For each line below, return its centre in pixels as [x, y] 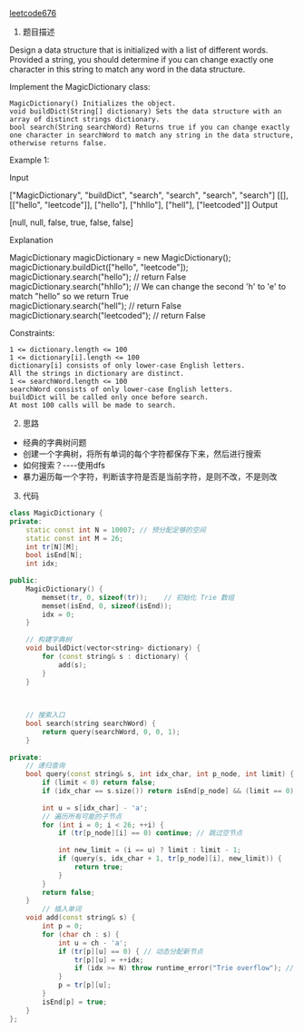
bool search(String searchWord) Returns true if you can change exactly [150, 127]
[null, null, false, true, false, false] [72, 222]
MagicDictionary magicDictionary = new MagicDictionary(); [120, 257]
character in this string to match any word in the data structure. [127, 69]
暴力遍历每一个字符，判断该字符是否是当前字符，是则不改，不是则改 [150, 477]
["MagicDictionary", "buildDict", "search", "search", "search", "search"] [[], [149, 195]
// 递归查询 [45, 766]
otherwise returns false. [58, 143]
